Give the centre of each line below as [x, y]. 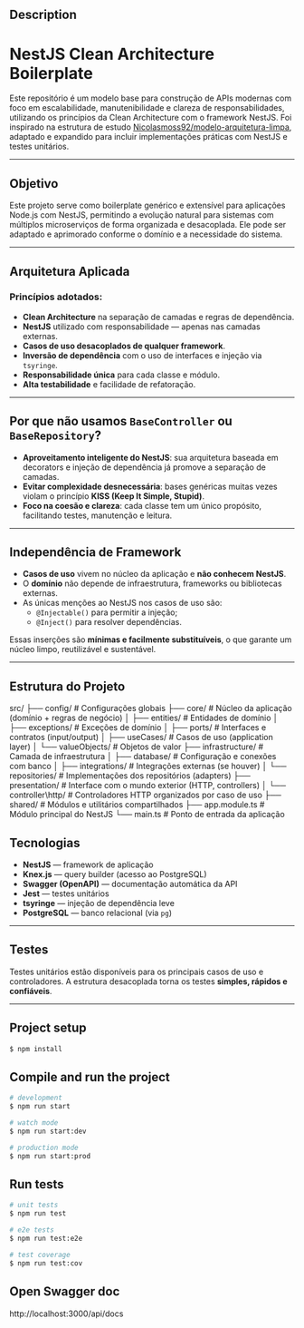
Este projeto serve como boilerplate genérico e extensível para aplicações [147, 205]
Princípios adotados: [56, 297]
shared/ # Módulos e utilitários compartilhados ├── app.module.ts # [137, 805]
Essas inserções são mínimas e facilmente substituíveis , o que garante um [151, 640]
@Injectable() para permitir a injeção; [107, 612]
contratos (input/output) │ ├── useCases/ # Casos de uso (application [141, 737]
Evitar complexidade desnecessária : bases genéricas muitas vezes [150, 486]
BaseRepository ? [56, 436]
